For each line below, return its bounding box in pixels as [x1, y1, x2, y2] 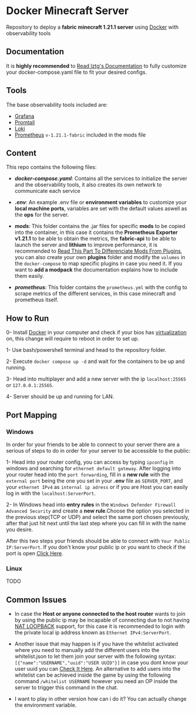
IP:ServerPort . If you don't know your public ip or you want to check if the [6, 544, 186, 551]
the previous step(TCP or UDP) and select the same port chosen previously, [6, 513, 190, 520]
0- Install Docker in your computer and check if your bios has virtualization [6, 329, 187, 336]
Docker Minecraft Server [6, 4, 129, 18]
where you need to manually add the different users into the [14, 646, 160, 653]
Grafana [14, 113, 35, 120]
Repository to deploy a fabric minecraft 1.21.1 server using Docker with [6, 23, 179, 30]
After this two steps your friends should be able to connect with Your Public [6, 537, 191, 544]
